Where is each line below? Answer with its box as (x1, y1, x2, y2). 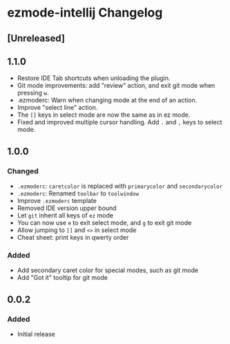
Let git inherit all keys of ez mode (17, 211, 114, 220)
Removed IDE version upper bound (17, 204, 117, 212)
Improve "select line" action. (17, 104, 98, 112)
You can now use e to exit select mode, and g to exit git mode (17, 219, 192, 227)
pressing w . (17, 88, 49, 97)
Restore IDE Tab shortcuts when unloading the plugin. (17, 74, 171, 82)
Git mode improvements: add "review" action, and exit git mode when (17, 82, 215, 90)
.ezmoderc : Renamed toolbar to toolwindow (17, 189, 140, 198)
